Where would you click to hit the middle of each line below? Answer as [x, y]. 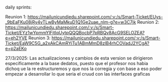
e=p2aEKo [16, 48]
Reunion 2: [148, 22]
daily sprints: [18, 7]
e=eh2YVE [16, 38]
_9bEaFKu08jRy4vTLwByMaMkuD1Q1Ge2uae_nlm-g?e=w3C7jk [71, 22]
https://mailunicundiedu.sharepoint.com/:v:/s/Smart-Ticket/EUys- [95, 17]
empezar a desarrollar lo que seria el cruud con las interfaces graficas [78, 74]
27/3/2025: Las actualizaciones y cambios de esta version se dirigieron [79, 58]
